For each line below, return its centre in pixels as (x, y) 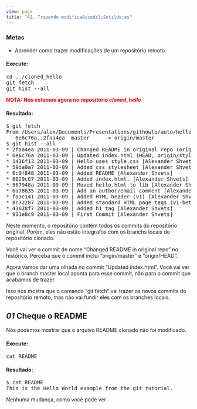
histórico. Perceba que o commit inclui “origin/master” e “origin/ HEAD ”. (92, 256)
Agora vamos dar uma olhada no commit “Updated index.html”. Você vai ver (98, 267)
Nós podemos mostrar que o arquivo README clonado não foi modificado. (96, 330)
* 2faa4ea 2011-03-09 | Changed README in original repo (90, 150)
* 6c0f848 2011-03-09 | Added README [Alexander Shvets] (90, 173)
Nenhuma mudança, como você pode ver (56, 400)
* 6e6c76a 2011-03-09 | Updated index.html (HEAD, (80, 156)
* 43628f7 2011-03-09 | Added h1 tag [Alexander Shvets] (90, 209)
